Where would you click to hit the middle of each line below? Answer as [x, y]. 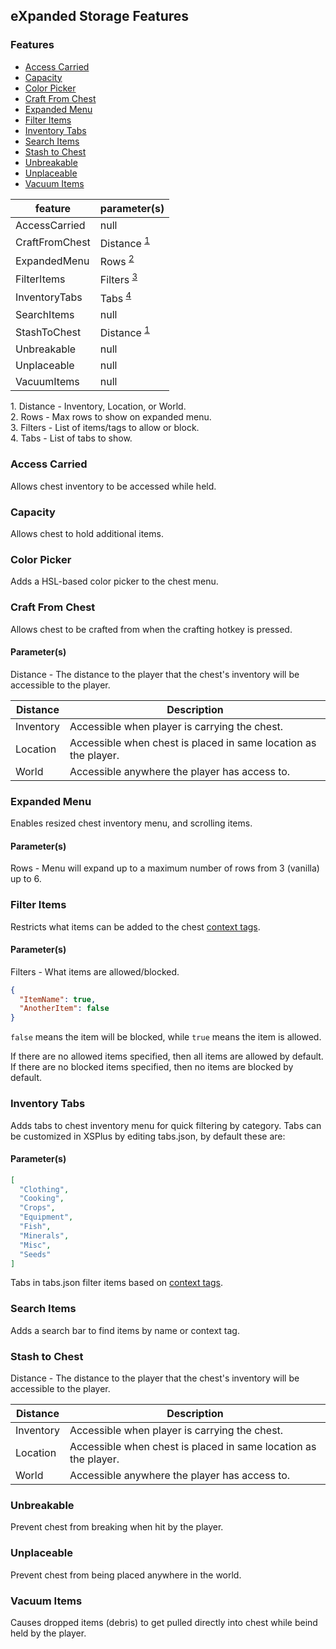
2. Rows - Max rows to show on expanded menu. [111, 417]
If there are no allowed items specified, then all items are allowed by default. [167, 1056]
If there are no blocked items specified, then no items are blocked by [152, 1067]
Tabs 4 [115, 297]
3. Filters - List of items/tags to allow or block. [105, 428]
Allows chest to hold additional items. [87, 533]
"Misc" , [35, 1245]
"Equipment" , [46, 1217]
